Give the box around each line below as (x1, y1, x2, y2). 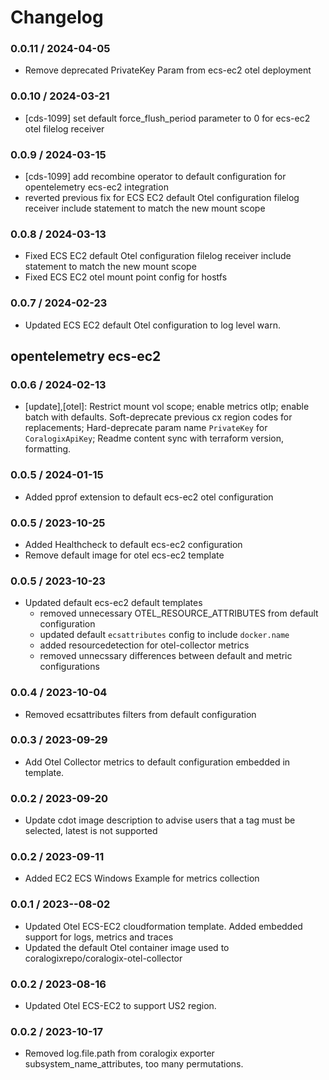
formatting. (24, 443, 72, 455)
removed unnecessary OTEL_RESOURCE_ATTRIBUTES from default (39, 607, 319, 620)
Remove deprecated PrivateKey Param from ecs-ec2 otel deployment (24, 64, 312, 76)
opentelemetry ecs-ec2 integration (24, 181, 169, 193)
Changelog (10, 6, 104, 29)
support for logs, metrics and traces (24, 931, 174, 943)
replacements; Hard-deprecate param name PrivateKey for (24, 422, 268, 434)
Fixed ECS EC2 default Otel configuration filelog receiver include (24, 250, 292, 262)
